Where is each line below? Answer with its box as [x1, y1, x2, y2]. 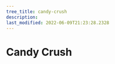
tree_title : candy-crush [6, 8, 67, 15]
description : [6, 14, 38, 20]
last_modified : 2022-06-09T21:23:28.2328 [6, 20, 110, 25]
